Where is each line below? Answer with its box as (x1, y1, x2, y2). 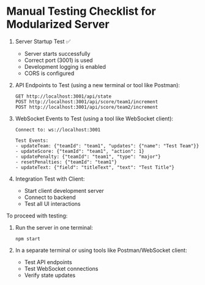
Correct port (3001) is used (24, 57, 93, 64)
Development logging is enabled (24, 63, 106, 70)
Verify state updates (24, 271, 76, 279)
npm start (15, 235, 41, 242)
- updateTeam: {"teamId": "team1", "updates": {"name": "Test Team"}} (15, 142, 199, 149)
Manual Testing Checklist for (6, 4, 156, 18)
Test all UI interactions (24, 200, 81, 207)
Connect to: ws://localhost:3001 (15, 127, 101, 133)
